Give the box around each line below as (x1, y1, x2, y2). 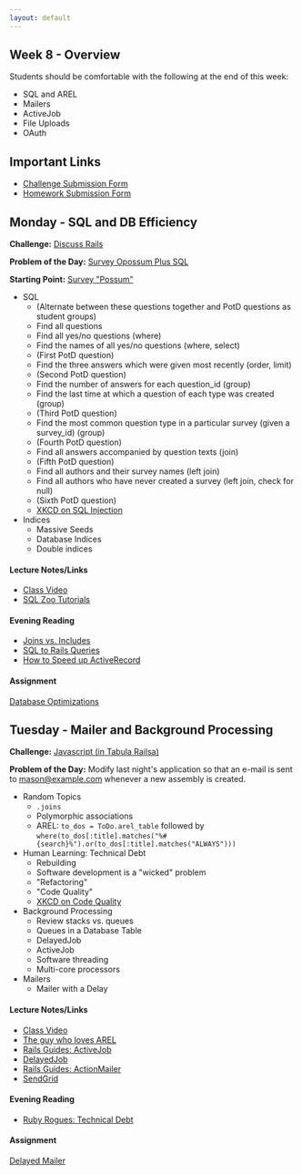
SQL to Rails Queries (22, 644, 100, 656)
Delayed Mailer (9, 1155, 66, 1167)
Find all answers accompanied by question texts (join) (35, 447, 239, 458)
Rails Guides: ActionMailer (22, 1063, 121, 1074)
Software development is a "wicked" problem (35, 867, 206, 878)
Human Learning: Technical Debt (22, 848, 146, 859)
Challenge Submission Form (22, 179, 129, 190)
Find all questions (35, 321, 103, 332)
